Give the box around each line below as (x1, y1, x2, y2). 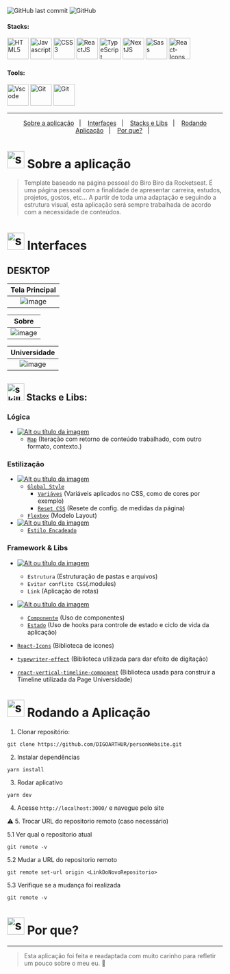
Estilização (7, 459, 44, 468)
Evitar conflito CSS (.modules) (27, 579, 116, 587)
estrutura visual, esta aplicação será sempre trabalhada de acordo (23, 201, 212, 209)
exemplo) (37, 497, 64, 505)
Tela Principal (10, 285, 56, 295)
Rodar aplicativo (16, 778, 63, 786)
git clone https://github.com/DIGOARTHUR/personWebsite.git (7, 740, 183, 748)
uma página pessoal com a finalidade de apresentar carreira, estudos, (23, 186, 222, 194)
